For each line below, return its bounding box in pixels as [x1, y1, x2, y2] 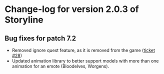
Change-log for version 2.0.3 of [4, 3, 139, 15]
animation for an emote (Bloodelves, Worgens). [11, 63, 109, 69]
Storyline [4, 14, 43, 25]
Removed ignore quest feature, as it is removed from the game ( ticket [11, 47, 155, 53]
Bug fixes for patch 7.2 [4, 34, 76, 42]
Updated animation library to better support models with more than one [11, 58, 159, 63]
